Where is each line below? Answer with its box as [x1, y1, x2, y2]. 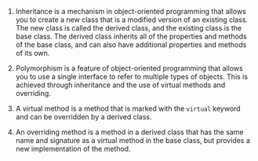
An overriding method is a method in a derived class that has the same [15, 127, 244, 137]
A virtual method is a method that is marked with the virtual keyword [15, 104, 241, 113]
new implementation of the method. [15, 145, 131, 153]
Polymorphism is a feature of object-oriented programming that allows [15, 64, 243, 73]
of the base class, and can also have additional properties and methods [15, 40, 247, 49]
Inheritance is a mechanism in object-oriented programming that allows [15, 7, 247, 16]
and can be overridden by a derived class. [15, 112, 152, 121]
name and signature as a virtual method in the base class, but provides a [15, 136, 251, 145]
